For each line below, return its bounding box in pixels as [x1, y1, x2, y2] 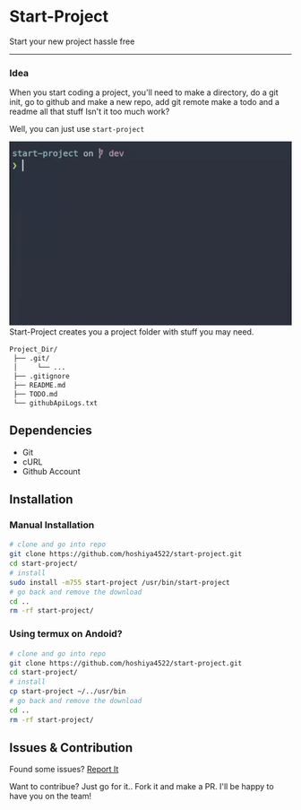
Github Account [21, 466, 81, 476]
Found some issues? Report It [9, 764, 119, 775]
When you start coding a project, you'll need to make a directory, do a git [9, 87, 279, 98]
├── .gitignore [13, 371, 70, 380]
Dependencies [9, 423, 92, 439]
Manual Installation [9, 518, 95, 531]
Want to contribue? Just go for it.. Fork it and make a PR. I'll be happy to [9, 781, 275, 792]
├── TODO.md [13, 389, 58, 398]
